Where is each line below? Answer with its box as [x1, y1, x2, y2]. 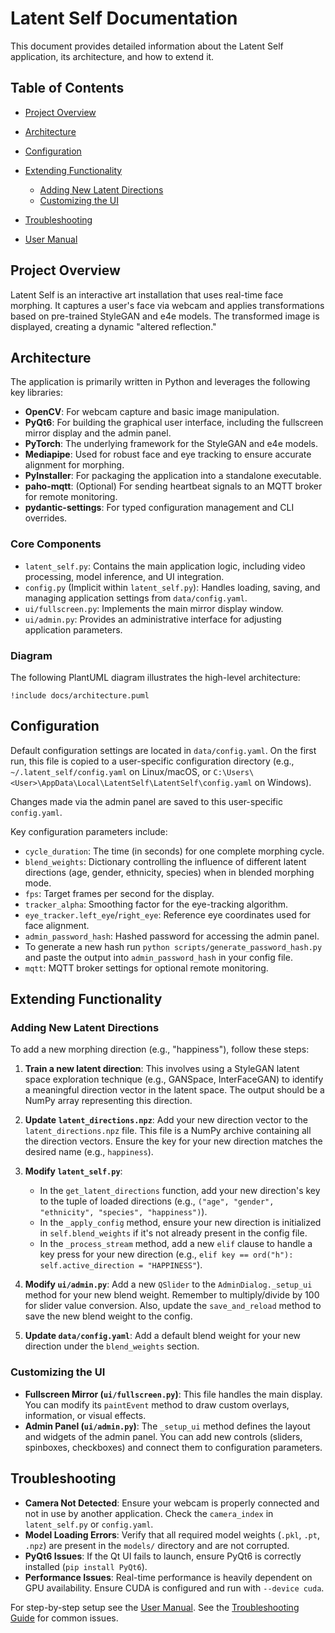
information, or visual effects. [24, 1409, 147, 1421]
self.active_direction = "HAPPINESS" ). [39, 1259, 203, 1271]
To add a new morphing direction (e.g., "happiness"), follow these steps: [10, 1043, 310, 1056]
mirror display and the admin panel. [24, 427, 172, 439]
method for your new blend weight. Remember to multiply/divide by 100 [24, 1289, 320, 1301]
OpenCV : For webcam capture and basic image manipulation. [24, 406, 280, 418]
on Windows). [254, 776, 312, 788]
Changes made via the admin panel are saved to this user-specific [10, 795, 283, 807]
